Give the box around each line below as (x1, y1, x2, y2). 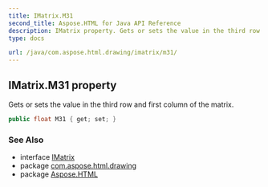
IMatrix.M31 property (8, 78, 117, 92)
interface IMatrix (19, 152, 75, 162)
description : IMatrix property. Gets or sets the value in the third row (8, 26, 261, 35)
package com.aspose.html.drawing (19, 161, 137, 171)
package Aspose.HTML (19, 169, 99, 179)
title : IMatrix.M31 (8, 11, 74, 20)
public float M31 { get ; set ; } (8, 115, 116, 123)
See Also (8, 134, 44, 145)
